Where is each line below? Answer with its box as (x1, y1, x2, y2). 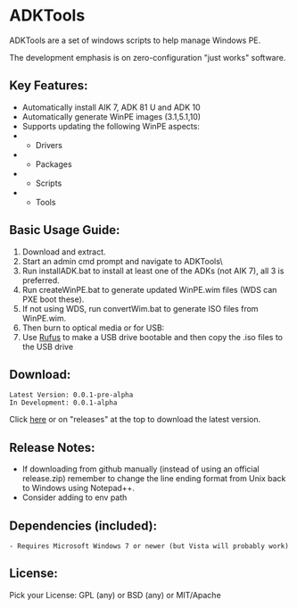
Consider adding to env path (21, 492, 128, 503)
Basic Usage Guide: (9, 222, 120, 238)
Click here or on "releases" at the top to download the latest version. (9, 414, 261, 425)
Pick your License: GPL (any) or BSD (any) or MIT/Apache (9, 589, 221, 600)
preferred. (21, 274, 60, 286)
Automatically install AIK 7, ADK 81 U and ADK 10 (21, 102, 201, 113)
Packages (35, 158, 73, 170)
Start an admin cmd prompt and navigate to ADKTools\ (21, 255, 223, 266)
